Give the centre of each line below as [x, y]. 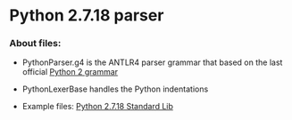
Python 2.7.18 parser [87, 16]
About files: [35, 44]
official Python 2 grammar [70, 72]
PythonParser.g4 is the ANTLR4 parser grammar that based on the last [152, 62]
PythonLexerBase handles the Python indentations [115, 89]
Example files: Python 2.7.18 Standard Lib [98, 107]
